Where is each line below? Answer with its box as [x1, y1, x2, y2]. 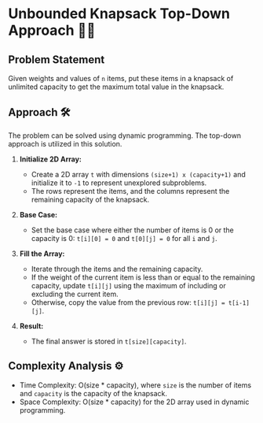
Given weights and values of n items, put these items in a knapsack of [8, 74, 234, 83]
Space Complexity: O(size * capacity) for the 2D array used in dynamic [19, 397, 250, 406]
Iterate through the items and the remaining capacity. [31, 264, 203, 273]
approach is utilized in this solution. [8, 139, 122, 148]
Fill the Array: [19, 249, 65, 258]
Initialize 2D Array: [19, 154, 82, 164]
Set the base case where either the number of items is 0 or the [31, 225, 234, 235]
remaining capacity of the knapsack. [31, 195, 150, 204]
